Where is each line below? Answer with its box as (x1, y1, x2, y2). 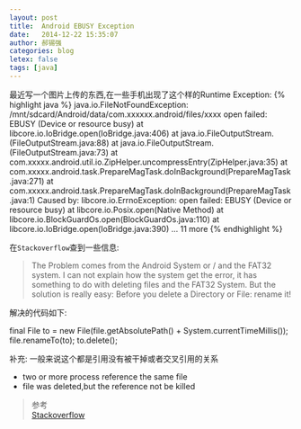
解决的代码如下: (9, 307, 67, 317)
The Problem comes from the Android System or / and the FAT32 (31, 260, 272, 271)
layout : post (9, 13, 58, 22)
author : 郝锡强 (9, 38, 62, 48)
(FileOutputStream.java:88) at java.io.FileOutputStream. (9, 137, 214, 148)
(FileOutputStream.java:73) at (9, 147, 119, 157)
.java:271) (9, 175, 45, 186)
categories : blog (9, 47, 75, 56)
